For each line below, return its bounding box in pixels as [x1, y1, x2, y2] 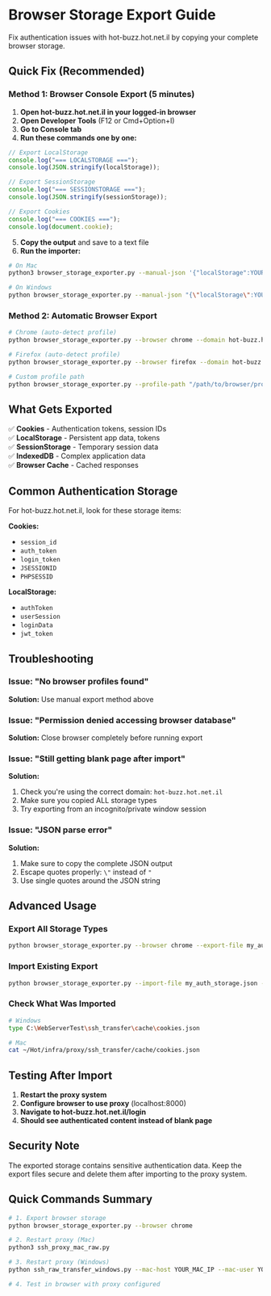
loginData [19, 621, 54, 629]
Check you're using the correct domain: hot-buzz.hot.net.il [19, 787, 223, 797]
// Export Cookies [8, 208, 70, 216]
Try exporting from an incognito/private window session [19, 804, 207, 814]
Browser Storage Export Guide [8, 6, 216, 24]
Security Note [8, 1139, 80, 1153]
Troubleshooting [8, 652, 94, 666]
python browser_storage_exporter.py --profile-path [8, 380, 186, 389]
